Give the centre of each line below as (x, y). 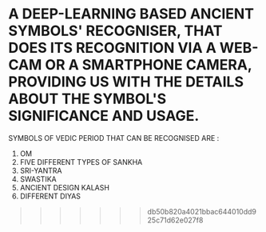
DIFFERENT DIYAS (50, 196)
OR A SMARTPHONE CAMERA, (149, 65)
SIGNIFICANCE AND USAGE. (104, 116)
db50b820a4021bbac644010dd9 (202, 211)
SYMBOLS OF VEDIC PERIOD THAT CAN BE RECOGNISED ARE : (114, 138)
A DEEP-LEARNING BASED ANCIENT (131, 14)
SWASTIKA (38, 179)
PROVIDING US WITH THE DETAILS (126, 82)
